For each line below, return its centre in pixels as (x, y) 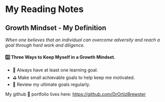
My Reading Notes (45, 9)
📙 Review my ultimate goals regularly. (51, 84)
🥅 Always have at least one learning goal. (55, 70)
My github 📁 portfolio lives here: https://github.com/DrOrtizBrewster (75, 94)
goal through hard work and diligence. (45, 45)
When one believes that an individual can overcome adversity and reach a (82, 40)
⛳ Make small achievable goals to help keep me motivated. (73, 78)
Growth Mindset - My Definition (56, 28)
